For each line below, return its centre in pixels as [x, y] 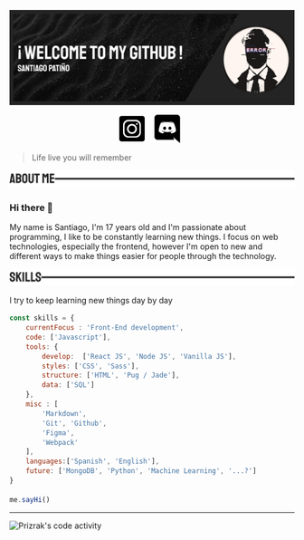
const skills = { [42, 318]
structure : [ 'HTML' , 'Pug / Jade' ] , [111, 376]
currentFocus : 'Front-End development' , [104, 328]
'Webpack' [60, 442]
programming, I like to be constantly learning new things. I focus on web [144, 237]
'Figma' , [58, 433]
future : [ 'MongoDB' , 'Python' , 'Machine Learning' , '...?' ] [141, 471]
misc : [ [42, 404]
